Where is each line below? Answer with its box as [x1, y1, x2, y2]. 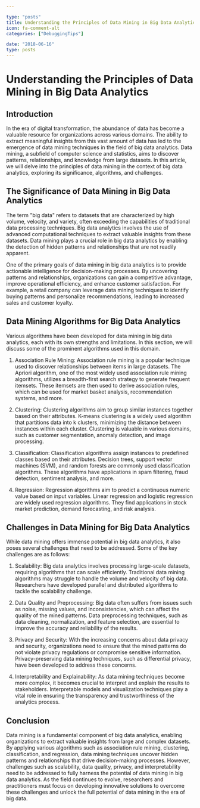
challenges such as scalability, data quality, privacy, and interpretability [6, 763, 181, 770]
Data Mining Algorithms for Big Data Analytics [6, 317, 181, 327]
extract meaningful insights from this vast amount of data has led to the [6, 138, 182, 144]
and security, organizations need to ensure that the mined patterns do [14, 642, 186, 650]
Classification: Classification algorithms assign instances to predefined [14, 449, 189, 456]
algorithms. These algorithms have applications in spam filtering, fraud [14, 468, 189, 475]
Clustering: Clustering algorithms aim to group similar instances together [14, 406, 193, 413]
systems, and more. [14, 394, 64, 401]
